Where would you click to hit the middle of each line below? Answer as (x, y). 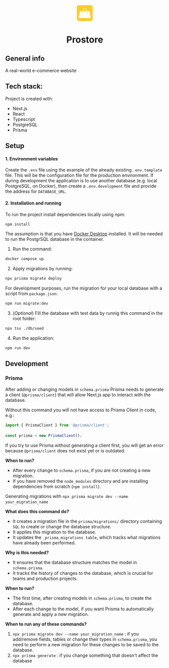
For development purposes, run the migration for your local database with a (84, 288)
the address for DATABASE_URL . (36, 191)
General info (25, 58)
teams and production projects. (45, 578)
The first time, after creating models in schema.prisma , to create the (82, 598)
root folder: (24, 319)
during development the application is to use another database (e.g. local (81, 181)
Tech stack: (24, 86)
